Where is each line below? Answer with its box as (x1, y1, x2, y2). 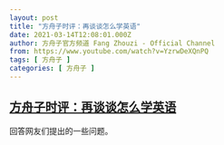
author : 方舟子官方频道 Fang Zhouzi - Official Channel (9, 38, 216, 48)
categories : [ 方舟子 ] (9, 64, 95, 73)
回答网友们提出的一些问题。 (9, 125, 113, 136)
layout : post (9, 13, 59, 23)
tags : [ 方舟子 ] (9, 55, 71, 64)
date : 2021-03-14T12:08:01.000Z (9, 30, 131, 39)
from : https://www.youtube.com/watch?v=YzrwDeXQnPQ (9, 47, 209, 56)
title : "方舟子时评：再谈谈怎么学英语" (9, 22, 141, 31)
